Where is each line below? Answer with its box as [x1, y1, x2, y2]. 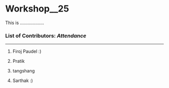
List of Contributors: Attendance [5, 32, 87, 39]
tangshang [12, 68, 35, 74]
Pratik [12, 58, 25, 64]
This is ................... [5, 20, 44, 26]
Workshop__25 [5, 3, 69, 15]
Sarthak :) [12, 77, 33, 83]
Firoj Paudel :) [12, 48, 42, 54]
